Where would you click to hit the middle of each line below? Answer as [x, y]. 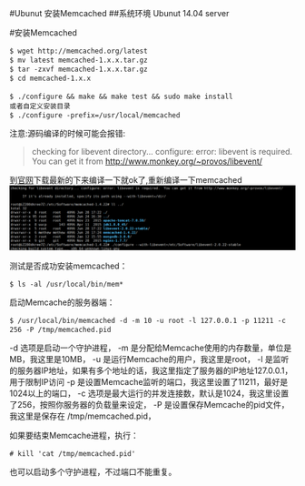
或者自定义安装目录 [40, 106]
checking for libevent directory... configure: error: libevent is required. [162, 152]
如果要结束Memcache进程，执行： [74, 436]
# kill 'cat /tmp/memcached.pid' [73, 454]
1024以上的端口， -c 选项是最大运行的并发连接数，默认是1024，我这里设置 [149, 393]
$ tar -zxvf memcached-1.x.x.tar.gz [79, 69]
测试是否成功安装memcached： [69, 266]
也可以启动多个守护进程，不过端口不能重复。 [93, 472]
